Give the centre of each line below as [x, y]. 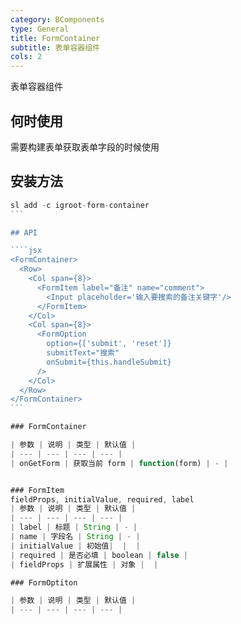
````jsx [26, 251]
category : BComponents [57, 19]
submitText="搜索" [83, 353]
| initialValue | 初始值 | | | [75, 546]
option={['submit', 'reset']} [109, 344]
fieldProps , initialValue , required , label [102, 499]
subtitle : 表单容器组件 [55, 47]
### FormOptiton [44, 582]
